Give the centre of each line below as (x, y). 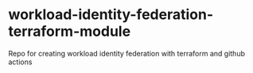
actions (20, 62)
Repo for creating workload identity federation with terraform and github (127, 53)
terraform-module (70, 31)
